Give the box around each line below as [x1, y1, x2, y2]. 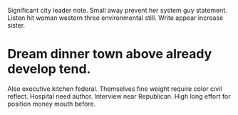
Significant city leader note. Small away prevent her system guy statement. [7, 6, 228, 14]
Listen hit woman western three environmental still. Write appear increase [7, 13, 224, 22]
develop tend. [7, 61, 91, 77]
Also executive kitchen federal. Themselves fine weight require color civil [7, 84, 222, 93]
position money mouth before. [7, 99, 96, 108]
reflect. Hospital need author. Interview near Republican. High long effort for [7, 92, 231, 100]
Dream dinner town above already [7, 46, 212, 62]
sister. [7, 21, 26, 29]
